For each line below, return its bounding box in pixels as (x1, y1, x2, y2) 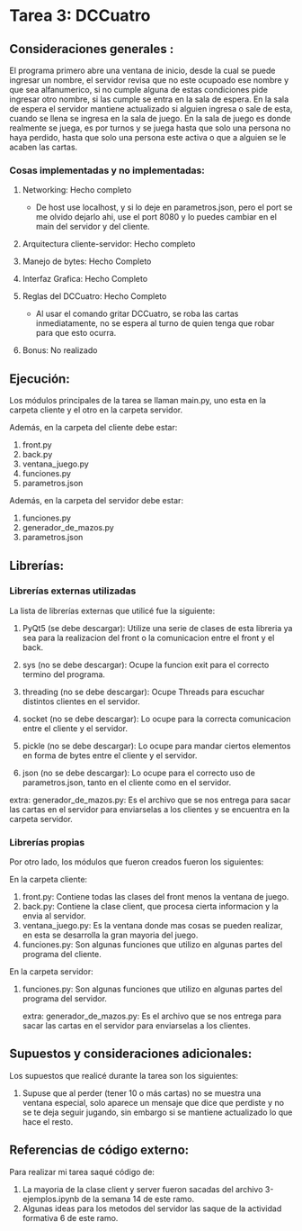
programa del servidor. (22, 993, 108, 1004)
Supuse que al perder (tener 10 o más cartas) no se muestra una (22, 1087, 262, 1099)
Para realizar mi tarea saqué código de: (9, 1166, 155, 1177)
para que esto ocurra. (35, 328, 117, 339)
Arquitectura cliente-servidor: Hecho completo (22, 239, 196, 249)
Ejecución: (9, 371, 70, 386)
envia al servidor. (22, 910, 86, 921)
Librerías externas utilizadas (9, 584, 137, 597)
